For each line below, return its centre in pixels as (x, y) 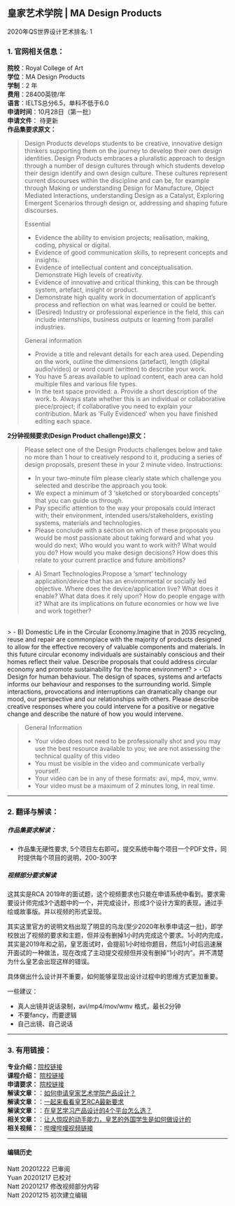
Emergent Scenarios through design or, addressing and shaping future (126, 203)
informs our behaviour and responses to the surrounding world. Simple (109, 684)
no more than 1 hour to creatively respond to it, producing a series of (123, 457)
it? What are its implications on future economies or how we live (127, 604)
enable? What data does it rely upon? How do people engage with (130, 596)
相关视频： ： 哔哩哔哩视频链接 (50, 1128)
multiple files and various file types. (86, 384)
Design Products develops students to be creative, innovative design (123, 144)
